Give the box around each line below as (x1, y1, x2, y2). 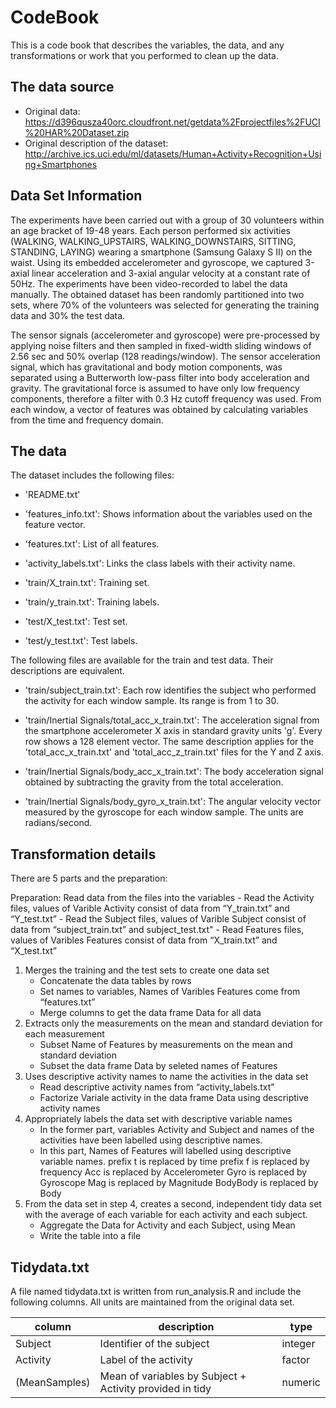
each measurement (24, 1028, 105, 1040)
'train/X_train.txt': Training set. (24, 577, 150, 589)
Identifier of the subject (99, 1337, 210, 1350)
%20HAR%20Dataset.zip (24, 126, 130, 138)
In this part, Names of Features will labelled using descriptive (39, 1145, 292, 1157)
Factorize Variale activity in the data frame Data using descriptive (39, 1092, 309, 1104)
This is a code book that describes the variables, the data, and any (10, 39, 285, 51)
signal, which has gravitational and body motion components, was (10, 361, 283, 373)
